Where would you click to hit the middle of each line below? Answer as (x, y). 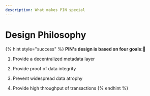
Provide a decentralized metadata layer (54, 59)
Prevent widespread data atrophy (48, 78)
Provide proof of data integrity (44, 68)
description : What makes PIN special (45, 10)
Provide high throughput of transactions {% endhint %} (70, 88)
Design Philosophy (46, 35)
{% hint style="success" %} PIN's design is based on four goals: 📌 (76, 49)
